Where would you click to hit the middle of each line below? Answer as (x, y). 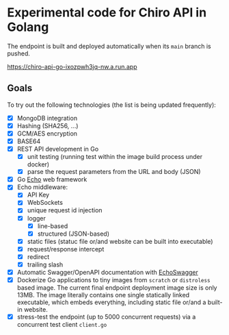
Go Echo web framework (52, 179)
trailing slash (45, 264)
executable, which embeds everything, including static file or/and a (111, 302)
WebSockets (45, 203)
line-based (53, 226)
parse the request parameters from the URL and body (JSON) (114, 172)
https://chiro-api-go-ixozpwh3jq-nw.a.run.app (72, 66)
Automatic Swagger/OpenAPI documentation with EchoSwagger (107, 272)
